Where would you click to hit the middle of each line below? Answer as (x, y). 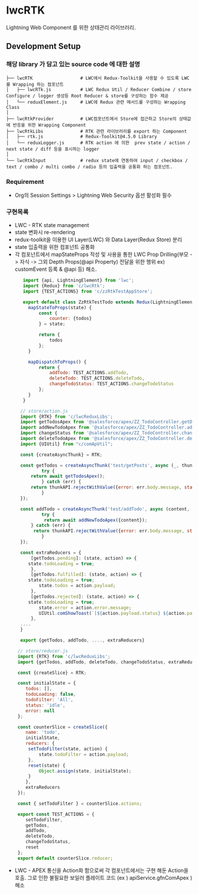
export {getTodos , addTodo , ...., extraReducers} (82, 640)
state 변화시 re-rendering (45, 232)
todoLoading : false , (51, 694)
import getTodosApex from (52, 422)
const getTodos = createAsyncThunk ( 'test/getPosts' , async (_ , (100, 465)
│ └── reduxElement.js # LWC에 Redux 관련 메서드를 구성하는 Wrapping (96, 102)
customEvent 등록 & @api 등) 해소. (56, 269)
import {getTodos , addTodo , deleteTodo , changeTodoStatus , (92, 662)
